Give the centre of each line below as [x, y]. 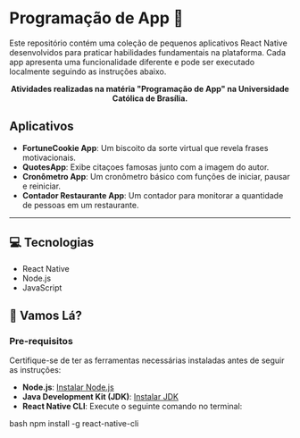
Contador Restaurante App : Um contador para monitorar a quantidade [153, 195]
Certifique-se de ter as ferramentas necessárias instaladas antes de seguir [147, 360]
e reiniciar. [41, 186]
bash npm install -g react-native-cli [74, 424]
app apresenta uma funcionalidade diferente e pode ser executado [132, 62]
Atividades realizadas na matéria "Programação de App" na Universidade [150, 88]
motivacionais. [49, 157]
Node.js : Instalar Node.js [68, 387]
